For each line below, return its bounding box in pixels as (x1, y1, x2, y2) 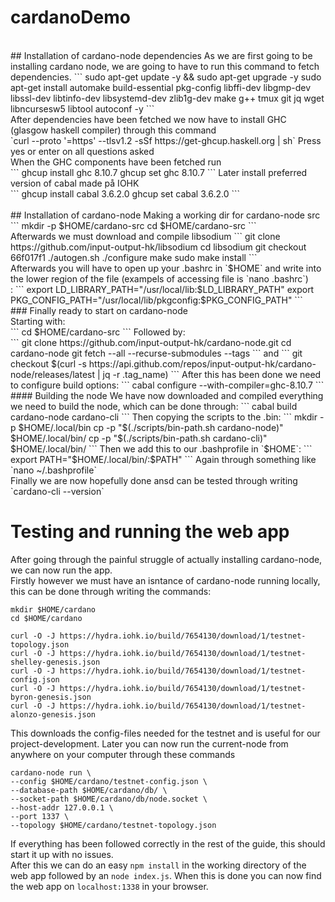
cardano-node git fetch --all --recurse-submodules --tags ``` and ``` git (10, 347, 303, 359)
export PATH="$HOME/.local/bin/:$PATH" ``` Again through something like (10, 453, 317, 465)
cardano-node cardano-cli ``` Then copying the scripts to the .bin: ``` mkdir (10, 411, 318, 423)
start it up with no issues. (10, 848, 114, 860)
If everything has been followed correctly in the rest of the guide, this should (10, 837, 326, 850)
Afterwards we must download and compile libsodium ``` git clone (10, 230, 281, 242)
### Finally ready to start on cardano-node (10, 304, 188, 316)
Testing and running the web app (10, 521, 290, 543)
